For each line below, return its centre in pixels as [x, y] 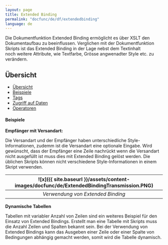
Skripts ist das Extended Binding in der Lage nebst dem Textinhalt [73, 48]
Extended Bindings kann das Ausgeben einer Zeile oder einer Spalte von [80, 232]
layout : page [19, 10]
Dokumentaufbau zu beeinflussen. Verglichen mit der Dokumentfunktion [80, 43]
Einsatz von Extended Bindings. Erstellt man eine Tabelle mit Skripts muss [81, 221]
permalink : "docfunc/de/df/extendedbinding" [52, 19]
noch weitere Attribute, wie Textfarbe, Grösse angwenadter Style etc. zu [79, 54]
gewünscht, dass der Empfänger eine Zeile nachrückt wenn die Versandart [82, 151]
